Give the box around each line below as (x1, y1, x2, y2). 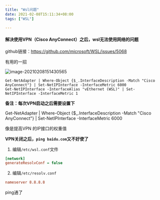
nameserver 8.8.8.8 (5, 180, 45, 185)
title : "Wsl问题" (5, 7, 39, 12)
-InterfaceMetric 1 (38, 91, 78, 96)
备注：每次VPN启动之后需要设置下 (5, 100, 75, 106)
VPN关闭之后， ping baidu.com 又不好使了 (5, 136, 89, 142)
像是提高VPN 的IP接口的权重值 (5, 125, 67, 131)
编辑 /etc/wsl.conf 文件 (12, 146, 59, 152)
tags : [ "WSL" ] (5, 16, 34, 21)
